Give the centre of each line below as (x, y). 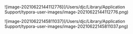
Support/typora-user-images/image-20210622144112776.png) (66, 12)
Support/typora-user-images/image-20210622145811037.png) (66, 26)
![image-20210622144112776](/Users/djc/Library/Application (65, 7)
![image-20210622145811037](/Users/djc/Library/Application (65, 21)
